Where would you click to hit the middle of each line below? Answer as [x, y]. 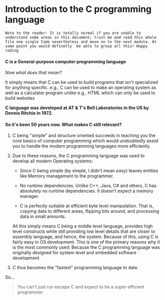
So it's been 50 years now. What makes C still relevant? [63, 124]
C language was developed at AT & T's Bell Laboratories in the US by [77, 108]
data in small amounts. [43, 217]
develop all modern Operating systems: [53, 161]
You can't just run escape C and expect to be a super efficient [81, 287]
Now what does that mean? [34, 73]
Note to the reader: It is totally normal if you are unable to [73, 33]
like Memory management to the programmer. [67, 176]
